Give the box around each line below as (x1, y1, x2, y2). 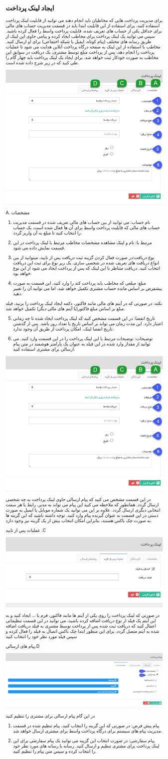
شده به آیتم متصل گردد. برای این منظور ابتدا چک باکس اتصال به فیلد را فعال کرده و (5, 628, 160, 634)
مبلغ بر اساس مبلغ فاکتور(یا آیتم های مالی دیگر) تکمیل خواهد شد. (5, 306, 126, 312)
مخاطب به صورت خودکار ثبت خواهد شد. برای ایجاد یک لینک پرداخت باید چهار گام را (5, 54, 159, 60)
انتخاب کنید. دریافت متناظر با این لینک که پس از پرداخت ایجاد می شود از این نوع (12, 265, 161, 271)
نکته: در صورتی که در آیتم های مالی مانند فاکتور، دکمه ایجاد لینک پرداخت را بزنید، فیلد (5, 300, 163, 306)
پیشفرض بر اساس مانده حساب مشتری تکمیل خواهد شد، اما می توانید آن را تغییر (12, 285, 163, 291)
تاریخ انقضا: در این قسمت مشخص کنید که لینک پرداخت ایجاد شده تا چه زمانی (12, 315, 155, 321)
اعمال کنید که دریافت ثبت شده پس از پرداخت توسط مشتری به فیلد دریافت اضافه (5, 623, 157, 629)
